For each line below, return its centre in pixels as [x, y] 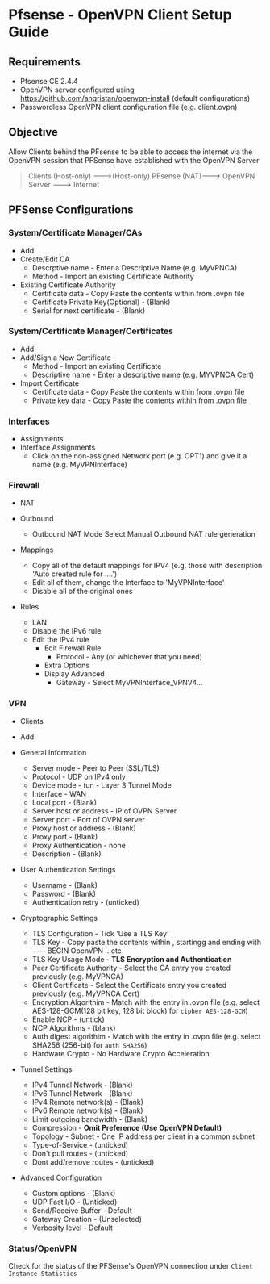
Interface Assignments [58, 448]
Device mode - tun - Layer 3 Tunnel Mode [102, 785]
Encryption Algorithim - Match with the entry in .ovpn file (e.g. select [146, 1002]
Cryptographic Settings [59, 918]
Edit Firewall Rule [73, 648]
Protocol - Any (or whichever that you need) [129, 657]
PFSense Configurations [71, 210]
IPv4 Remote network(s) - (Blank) [87, 1102]
